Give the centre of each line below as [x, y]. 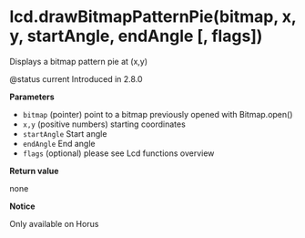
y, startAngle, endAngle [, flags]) [136, 36]
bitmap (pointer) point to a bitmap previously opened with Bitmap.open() [158, 114]
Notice [22, 206]
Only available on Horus [54, 223]
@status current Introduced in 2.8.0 [76, 78]
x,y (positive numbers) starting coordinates [104, 124]
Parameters [32, 97]
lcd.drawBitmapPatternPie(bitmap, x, [153, 17]
